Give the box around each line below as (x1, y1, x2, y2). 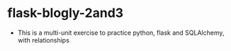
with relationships (17, 35, 69, 44)
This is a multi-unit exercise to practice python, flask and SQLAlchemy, (17, 28, 225, 37)
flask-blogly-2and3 (7, 5, 124, 21)
